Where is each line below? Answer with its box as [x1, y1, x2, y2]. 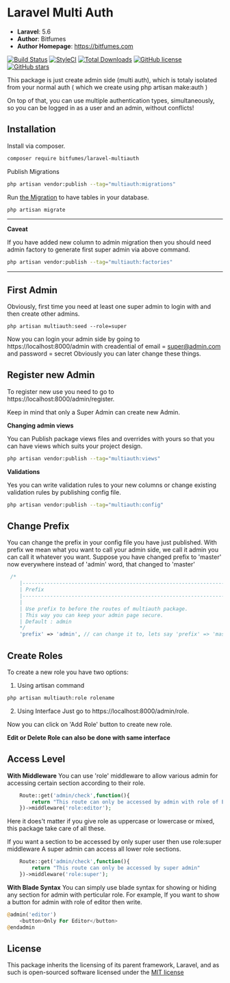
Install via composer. [7, 142, 66, 150]
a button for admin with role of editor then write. [7, 897, 142, 906]
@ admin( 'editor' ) [7, 911, 57, 918]
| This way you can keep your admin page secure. [19, 612, 164, 619]
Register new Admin [7, 369, 95, 381]
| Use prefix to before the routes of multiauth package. [19, 605, 188, 612]
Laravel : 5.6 [16, 27, 51, 36]
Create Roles [7, 649, 63, 662]
